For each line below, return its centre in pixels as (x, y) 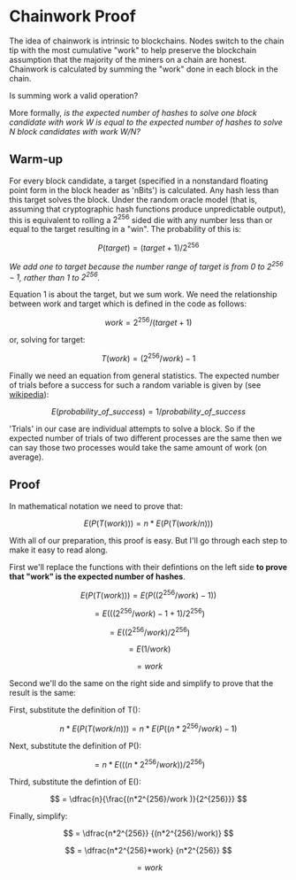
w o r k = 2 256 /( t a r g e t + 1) (148, 322)
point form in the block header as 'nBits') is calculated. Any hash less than (144, 190)
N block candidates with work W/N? (75, 131)
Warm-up (36, 160)
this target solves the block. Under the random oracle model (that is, (133, 199)
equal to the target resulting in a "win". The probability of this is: (125, 229)
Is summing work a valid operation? (74, 96)
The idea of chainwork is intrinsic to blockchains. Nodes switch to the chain (147, 41)
